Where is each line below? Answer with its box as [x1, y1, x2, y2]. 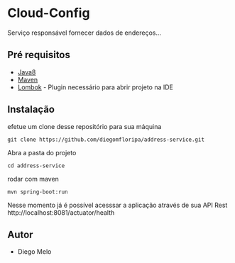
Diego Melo [17, 247, 52, 256]
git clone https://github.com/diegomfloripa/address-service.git [7, 136, 204, 143]
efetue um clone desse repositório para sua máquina [7, 122, 162, 130]
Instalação [7, 103, 55, 116]
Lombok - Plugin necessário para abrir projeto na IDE [17, 83, 174, 91]
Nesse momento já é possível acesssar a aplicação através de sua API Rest [7, 201, 228, 209]
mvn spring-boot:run [7, 188, 69, 196]
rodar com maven [7, 174, 59, 183]
